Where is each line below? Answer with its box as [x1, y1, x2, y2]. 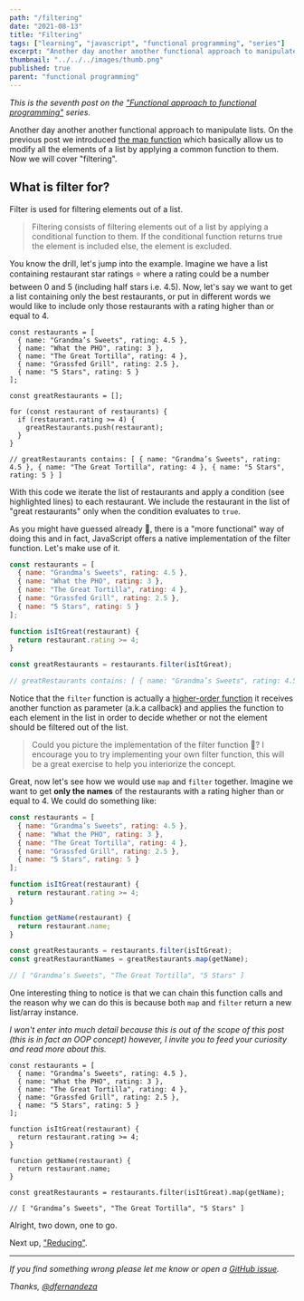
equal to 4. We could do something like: [9, 795, 157, 807]
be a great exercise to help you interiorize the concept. [31, 759, 236, 770]
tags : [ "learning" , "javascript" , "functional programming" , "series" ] [9, 38, 285, 48]
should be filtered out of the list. [9, 722, 128, 733]
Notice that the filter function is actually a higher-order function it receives [9, 693, 294, 704]
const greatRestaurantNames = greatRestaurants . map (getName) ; [9, 955, 249, 964]
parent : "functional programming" [9, 73, 140, 82]
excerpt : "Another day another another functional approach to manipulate [9, 47, 298, 56]
